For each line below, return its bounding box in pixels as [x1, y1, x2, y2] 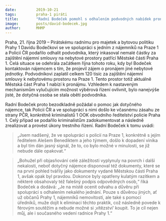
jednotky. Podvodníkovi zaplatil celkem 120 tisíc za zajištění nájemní [5, 71, 143, 77]
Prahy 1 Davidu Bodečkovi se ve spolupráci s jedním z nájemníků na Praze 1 [5, 45, 159, 51]
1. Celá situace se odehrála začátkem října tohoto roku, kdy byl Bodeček [5, 60, 152, 66]
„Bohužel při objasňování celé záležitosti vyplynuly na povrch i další [17, 158, 155, 164]
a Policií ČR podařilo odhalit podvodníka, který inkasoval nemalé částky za [5, 50, 156, 56]
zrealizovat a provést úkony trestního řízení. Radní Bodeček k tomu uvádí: [5, 122, 155, 129]
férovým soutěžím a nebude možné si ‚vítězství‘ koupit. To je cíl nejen [17, 205, 159, 211]
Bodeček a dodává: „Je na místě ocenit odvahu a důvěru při [17, 184, 139, 190]
